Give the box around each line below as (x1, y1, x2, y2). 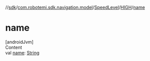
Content (5, 44, 22, 50)
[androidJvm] (5, 39, 34, 45)
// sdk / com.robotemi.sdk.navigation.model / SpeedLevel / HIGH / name (5, 5, 145, 10)
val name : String (5, 49, 40, 55)
